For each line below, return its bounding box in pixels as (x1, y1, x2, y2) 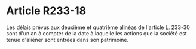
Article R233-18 (6, 4, 87, 18)
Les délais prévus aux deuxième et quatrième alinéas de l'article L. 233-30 (6, 24, 190, 31)
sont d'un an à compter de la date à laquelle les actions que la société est (6, 30, 187, 37)
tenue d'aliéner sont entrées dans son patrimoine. (6, 36, 129, 43)
